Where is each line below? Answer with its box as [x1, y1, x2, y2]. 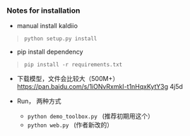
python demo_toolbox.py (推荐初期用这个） [27, 112, 155, 120]
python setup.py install [23, 35, 97, 42]
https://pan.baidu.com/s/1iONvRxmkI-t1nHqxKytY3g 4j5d [16, 82, 183, 91]
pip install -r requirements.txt [23, 61, 123, 68]
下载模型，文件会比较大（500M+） [16, 75, 119, 83]
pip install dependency [16, 48, 83, 56]
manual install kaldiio [16, 22, 78, 30]
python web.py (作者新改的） [27, 120, 114, 129]
